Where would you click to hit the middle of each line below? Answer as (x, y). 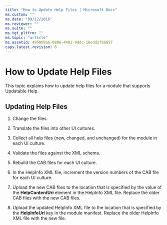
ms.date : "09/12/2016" (29, 19)
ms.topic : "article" (27, 38)
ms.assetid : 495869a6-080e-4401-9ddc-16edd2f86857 (59, 42)
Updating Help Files (36, 106)
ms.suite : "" (19, 28)
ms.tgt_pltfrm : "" (24, 33)
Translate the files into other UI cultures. (54, 128)
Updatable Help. (22, 91)
